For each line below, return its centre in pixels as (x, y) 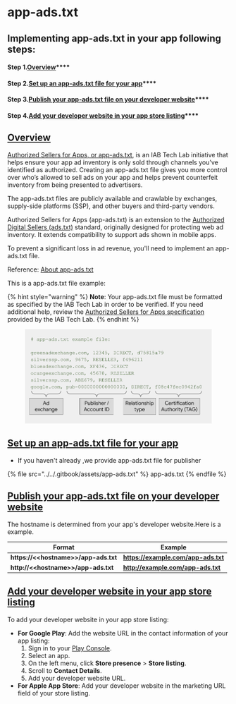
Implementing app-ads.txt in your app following (114, 38)
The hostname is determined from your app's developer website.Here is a (114, 524)
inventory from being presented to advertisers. (75, 185)
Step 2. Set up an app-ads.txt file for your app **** (82, 83)
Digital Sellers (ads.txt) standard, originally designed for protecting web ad (116, 227)
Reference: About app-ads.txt (50, 269)
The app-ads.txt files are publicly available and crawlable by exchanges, (112, 198)
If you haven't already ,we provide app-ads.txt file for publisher (109, 460)
